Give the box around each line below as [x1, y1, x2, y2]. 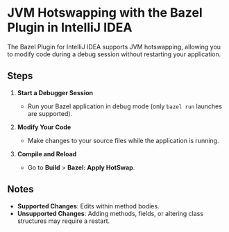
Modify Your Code [17, 123, 71, 131]
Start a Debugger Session [17, 88, 94, 97]
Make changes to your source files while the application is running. [27, 136, 219, 144]
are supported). [27, 109, 73, 117]
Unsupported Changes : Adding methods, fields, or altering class [17, 209, 203, 217]
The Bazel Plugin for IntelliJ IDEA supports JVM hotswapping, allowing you [7, 42, 221, 51]
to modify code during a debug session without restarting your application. [7, 50, 221, 58]
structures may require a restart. [17, 217, 110, 225]
